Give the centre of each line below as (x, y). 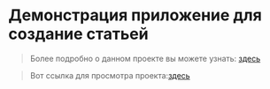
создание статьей (78, 34)
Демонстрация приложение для (135, 15)
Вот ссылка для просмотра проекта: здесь (110, 75)
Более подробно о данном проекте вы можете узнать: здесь (145, 58)
